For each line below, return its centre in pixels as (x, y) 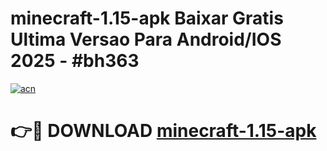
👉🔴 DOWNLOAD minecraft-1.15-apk (163, 131)
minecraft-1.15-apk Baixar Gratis (147, 18)
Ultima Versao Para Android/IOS (146, 39)
